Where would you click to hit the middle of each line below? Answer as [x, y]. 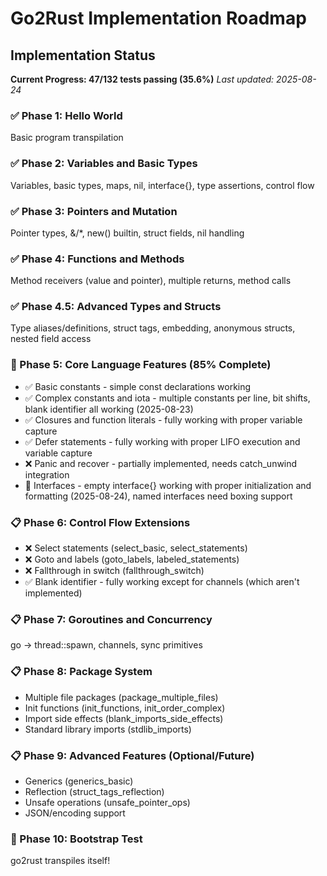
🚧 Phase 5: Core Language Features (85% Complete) [141, 365]
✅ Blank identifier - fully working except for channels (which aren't [162, 582]
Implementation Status [83, 55]
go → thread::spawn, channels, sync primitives [106, 645]
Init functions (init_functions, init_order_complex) [125, 708]
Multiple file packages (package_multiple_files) [121, 697]
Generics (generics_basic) [79, 781]
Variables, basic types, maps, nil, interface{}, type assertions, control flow [162, 185]
